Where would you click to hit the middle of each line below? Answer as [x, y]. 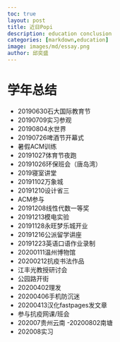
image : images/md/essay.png [49, 47]
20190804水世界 [42, 128]
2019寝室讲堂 [37, 173]
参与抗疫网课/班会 [43, 314]
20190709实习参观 [44, 120]
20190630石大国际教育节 [54, 111]
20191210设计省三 [43, 190]
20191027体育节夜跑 [47, 155]
